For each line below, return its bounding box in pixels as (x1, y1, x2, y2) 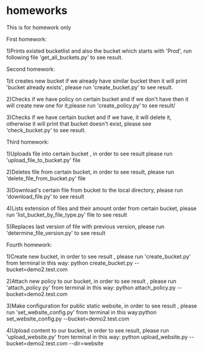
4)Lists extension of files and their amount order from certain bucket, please (6, 205, 197, 212)
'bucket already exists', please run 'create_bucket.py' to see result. (6, 83, 173, 91)
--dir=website (68, 339, 104, 347)
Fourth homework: (6, 241, 53, 248)
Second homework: (6, 65, 55, 73)
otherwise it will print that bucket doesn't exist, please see (6, 120, 151, 127)
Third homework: (6, 138, 49, 146)
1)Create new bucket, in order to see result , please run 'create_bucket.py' (6, 252, 191, 260)
